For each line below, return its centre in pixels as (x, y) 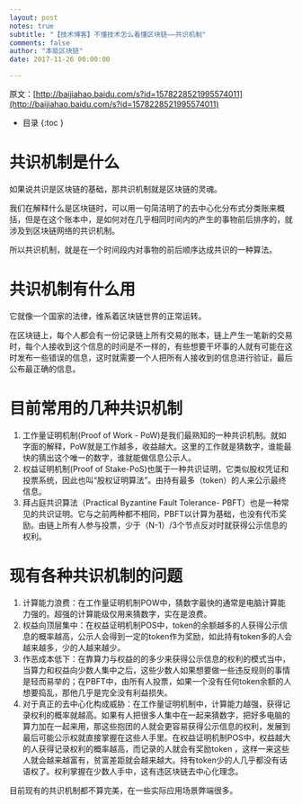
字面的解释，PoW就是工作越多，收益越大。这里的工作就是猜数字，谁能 (153, 446)
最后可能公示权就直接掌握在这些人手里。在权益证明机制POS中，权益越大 (156, 737)
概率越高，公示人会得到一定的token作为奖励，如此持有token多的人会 (165, 636)
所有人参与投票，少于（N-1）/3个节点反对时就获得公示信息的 (174, 525)
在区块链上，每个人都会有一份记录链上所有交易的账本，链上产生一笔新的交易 (151, 335)
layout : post (34, 18)
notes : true (31, 26)
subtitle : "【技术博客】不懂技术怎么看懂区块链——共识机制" (108, 34)
